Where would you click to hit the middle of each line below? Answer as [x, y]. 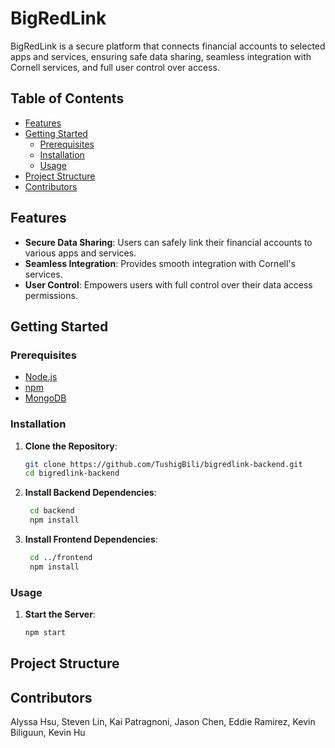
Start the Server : [60, 614]
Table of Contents [67, 98]
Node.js [41, 377]
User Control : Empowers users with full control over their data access [168, 284]
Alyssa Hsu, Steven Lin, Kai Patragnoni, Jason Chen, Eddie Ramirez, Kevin [163, 722]
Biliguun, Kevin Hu [48, 733]
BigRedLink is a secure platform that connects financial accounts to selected [168, 46]
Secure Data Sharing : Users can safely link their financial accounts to [168, 242]
